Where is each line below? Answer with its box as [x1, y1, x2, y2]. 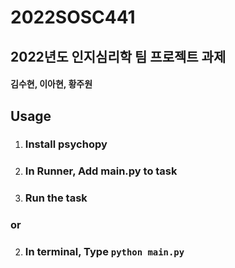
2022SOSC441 [10, 6, 136, 29]
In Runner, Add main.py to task [24, 164, 178, 178]
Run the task [24, 191, 88, 205]
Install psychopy [24, 137, 108, 151]
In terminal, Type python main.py [24, 245, 185, 259]
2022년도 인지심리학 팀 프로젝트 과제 [10, 48, 227, 65]
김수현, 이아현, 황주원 [10, 78, 93, 90]
